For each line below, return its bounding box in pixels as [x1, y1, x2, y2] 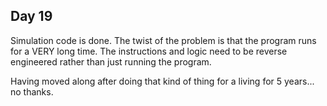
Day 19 [10, 8, 53, 25]
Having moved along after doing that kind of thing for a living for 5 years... [10, 75, 315, 87]
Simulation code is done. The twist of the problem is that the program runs [10, 34, 317, 46]
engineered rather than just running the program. [10, 55, 212, 68]
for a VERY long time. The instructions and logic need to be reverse [10, 45, 288, 57]
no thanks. [10, 85, 54, 98]
